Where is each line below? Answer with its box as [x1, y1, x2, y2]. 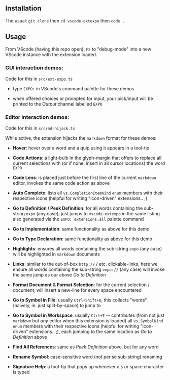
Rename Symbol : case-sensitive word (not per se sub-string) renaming [12, 354, 162, 360]
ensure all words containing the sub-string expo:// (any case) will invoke [12, 266, 165, 272]
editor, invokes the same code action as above [12, 180, 110, 186]
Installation [5, 4, 42, 13]
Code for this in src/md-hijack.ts [5, 125, 75, 132]
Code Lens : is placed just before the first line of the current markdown [12, 174, 156, 181]
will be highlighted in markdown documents [12, 251, 100, 257]
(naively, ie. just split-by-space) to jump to [12, 302, 101, 309]
